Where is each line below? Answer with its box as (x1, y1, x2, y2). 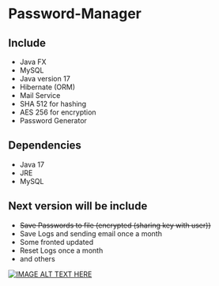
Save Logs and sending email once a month (19, 228, 162, 238)
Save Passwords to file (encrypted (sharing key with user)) (19, 220, 211, 230)
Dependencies (8, 139, 81, 152)
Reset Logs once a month (19, 246, 104, 255)
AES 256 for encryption (19, 107, 96, 117)
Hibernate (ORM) (19, 82, 76, 92)
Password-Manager (8, 5, 142, 23)
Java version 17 (19, 74, 71, 83)
